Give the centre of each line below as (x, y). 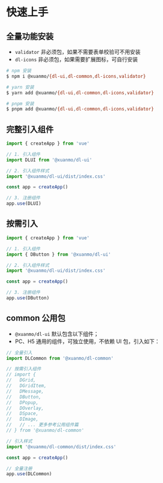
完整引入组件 (30, 129)
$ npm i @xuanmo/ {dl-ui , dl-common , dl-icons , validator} (76, 76)
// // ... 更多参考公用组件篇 (43, 425)
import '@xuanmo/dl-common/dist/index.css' (61, 447)
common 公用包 (36, 318)
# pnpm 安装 (20, 103)
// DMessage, (25, 391)
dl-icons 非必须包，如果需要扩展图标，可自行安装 (76, 59)
